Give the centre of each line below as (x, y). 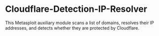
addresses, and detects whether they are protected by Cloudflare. (72, 28)
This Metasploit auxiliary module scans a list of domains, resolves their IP (80, 23)
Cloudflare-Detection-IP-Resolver (76, 9)
